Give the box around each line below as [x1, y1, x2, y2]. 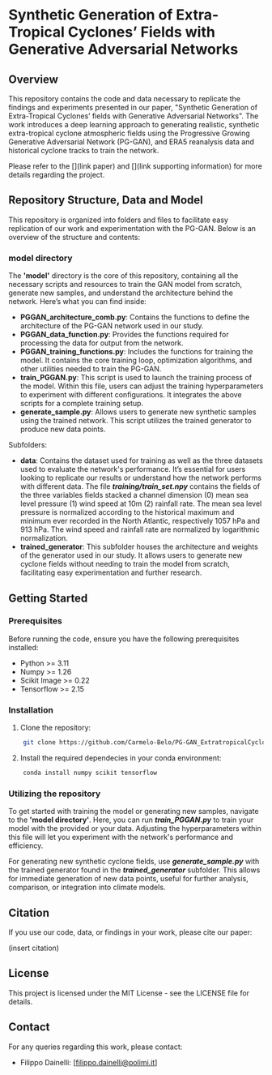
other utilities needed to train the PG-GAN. [19, 364, 162, 374]
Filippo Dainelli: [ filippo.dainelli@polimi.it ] [19, 1057, 158, 1067]
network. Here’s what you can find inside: [8, 297, 147, 306]
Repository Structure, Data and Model [8, 193, 204, 208]
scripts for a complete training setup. [19, 399, 144, 409]
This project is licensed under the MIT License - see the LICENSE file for [8, 987, 249, 998]
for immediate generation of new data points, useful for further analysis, [8, 874, 249, 884]
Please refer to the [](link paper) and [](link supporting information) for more [8, 161, 263, 171]
